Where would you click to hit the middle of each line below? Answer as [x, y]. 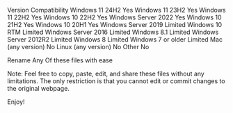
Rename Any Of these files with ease [60, 60]
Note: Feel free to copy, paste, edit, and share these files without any [106, 73]
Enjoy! [16, 102]
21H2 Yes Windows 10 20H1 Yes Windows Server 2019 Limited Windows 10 [115, 25]
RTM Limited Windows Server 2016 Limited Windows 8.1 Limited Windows [113, 32]
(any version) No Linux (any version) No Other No [78, 47]
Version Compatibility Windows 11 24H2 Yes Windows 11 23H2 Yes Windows [116, 10]
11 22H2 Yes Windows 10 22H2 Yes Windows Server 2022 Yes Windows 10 [114, 17]
